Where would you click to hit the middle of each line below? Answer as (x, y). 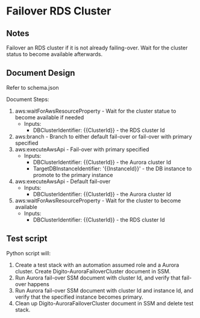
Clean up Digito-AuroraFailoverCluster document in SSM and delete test (104, 303)
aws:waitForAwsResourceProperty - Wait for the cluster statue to (95, 111)
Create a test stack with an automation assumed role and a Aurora (97, 265)
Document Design (41, 73)
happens (38, 284)
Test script (27, 239)
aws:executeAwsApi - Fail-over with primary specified (82, 149)
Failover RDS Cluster (59, 11)
